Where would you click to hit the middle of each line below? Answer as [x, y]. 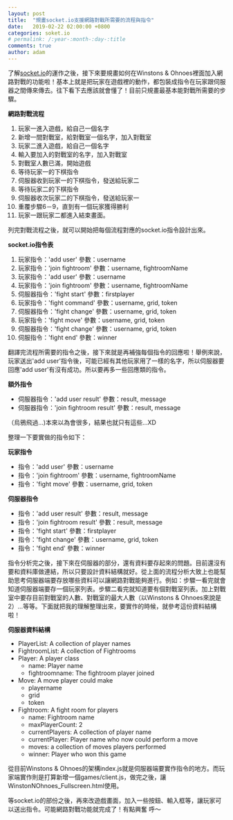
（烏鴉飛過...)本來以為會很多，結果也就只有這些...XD [82, 422]
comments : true [30, 46]
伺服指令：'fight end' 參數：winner [67, 337]
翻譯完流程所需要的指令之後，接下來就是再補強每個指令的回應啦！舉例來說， [117, 352]
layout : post [27, 14]
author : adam [27, 53]
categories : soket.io [39, 33]
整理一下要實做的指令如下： [47, 437]
